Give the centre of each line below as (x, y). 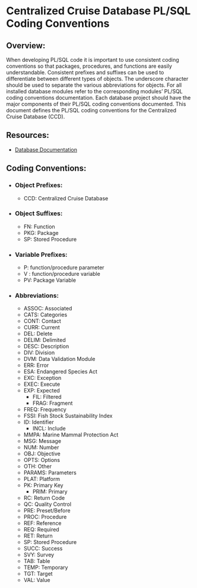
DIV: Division (39, 353)
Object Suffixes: (39, 213)
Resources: (28, 135)
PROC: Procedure (45, 517)
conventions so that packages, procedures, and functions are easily (89, 66)
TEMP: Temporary (46, 567)
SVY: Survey (39, 555)
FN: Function (39, 227)
